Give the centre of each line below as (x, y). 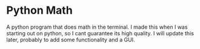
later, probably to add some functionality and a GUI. (71, 39)
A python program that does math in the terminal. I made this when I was (97, 27)
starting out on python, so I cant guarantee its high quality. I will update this (100, 33)
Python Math (39, 10)
